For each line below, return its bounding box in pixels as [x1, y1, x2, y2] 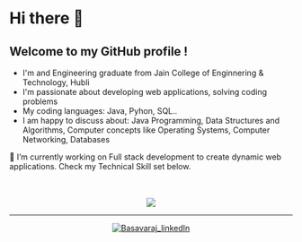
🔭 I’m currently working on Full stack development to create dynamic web [9, 151, 281, 162]
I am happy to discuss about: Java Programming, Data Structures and [22, 116, 280, 125]
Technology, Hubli [22, 77, 90, 88]
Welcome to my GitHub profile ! [9, 44, 189, 59]
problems [22, 96, 58, 107]
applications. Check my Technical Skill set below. [9, 161, 191, 171]
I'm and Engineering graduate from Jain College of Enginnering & [22, 67, 264, 78]
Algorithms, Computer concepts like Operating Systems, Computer [22, 125, 271, 135]
